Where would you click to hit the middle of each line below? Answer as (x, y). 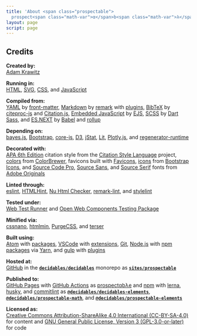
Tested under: (23, 202)
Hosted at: (19, 262)
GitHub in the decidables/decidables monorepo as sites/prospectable (91, 268)
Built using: (20, 237)
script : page (22, 28)
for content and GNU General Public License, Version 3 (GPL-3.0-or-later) (95, 322)
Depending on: (24, 131)
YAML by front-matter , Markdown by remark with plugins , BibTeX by (88, 107)
